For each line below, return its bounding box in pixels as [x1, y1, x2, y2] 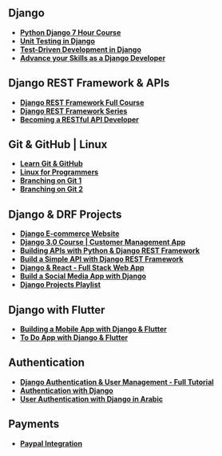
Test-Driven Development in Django [19, 44, 142, 54]
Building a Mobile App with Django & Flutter [19, 324, 168, 334]
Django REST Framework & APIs [8, 76, 170, 90]
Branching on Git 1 [19, 176, 82, 186]
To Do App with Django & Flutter [19, 333, 129, 342]
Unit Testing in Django [19, 36, 96, 46]
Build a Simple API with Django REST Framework [19, 254, 184, 264]
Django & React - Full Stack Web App [19, 263, 145, 273]
